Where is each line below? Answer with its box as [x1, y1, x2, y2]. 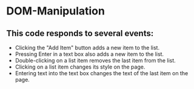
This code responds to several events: [6, 28, 154, 38]
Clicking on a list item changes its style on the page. [15, 63, 145, 70]
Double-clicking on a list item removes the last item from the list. [15, 57, 176, 64]
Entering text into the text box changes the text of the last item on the [15, 70, 189, 76]
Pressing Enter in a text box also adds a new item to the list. [15, 51, 164, 58]
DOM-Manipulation [6, 4, 105, 18]
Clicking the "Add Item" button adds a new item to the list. [15, 44, 159, 51]
